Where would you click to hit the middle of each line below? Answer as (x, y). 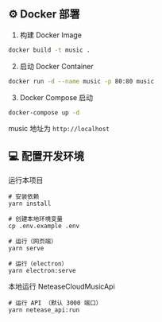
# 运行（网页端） (33, 242)
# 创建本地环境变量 (36, 219)
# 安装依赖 (24, 197)
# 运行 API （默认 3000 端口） (55, 303)
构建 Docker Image (50, 35)
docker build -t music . (49, 50)
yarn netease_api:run (44, 310)
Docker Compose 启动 (56, 97)
